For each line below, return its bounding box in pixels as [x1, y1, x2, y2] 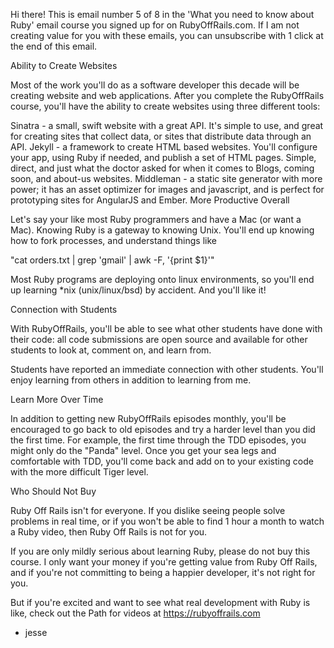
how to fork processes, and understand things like [10, 235, 217, 246]
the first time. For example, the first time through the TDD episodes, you [10, 434, 307, 446]
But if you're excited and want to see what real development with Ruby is [10, 597, 311, 608]
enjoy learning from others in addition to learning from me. [10, 374, 252, 386]
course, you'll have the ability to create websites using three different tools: [10, 100, 321, 112]
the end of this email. [10, 40, 98, 52]
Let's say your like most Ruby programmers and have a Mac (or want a [10, 214, 302, 225]
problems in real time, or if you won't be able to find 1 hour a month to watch [10, 515, 325, 527]
